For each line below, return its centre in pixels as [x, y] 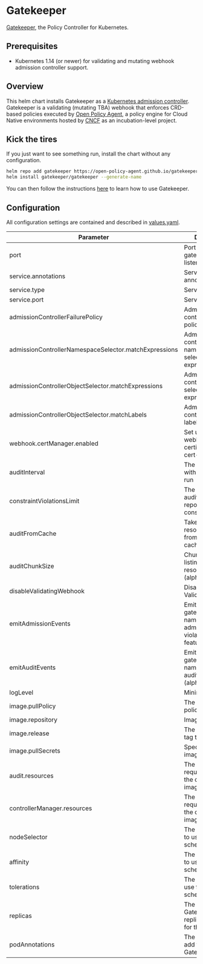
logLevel [21, 692]
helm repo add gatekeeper [39, 171]
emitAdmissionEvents [40, 623]
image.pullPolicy [33, 706]
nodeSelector [28, 837]
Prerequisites [32, 46]
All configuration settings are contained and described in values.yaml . [93, 222]
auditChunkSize [32, 566]
